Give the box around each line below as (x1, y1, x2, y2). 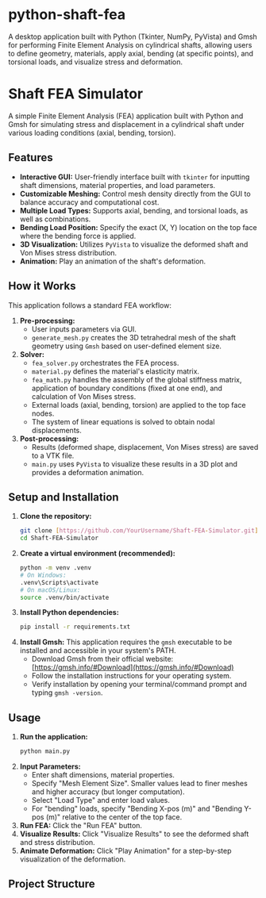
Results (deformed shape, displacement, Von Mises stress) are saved (31, 442, 259, 451)
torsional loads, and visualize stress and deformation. (8, 57, 183, 67)
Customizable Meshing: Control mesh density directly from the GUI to (19, 189, 252, 198)
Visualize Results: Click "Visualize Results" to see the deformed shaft (19, 829, 249, 839)
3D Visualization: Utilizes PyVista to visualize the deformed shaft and (19, 240, 249, 249)
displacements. (31, 425, 82, 435)
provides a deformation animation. (31, 467, 145, 477)
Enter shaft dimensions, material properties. (31, 770, 175, 779)
